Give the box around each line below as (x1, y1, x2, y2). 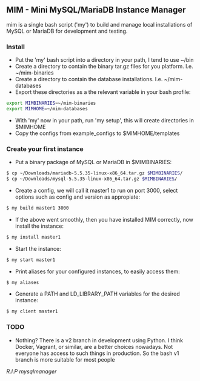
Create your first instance (6, 145, 84, 153)
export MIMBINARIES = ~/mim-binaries (6, 100, 96, 107)
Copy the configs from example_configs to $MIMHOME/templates (15, 130, 180, 137)
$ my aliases (6, 279, 39, 285)
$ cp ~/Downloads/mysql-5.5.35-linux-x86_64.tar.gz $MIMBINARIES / (6, 176, 178, 182)
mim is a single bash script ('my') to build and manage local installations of (6, 21, 193, 28)
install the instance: (15, 222, 64, 230)
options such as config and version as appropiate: (15, 193, 141, 200)
